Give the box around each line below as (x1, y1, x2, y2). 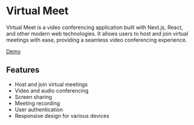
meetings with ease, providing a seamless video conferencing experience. (6, 36, 187, 43)
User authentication (14, 105, 63, 113)
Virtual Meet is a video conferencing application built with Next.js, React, (6, 24, 183, 31)
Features (6, 65, 40, 75)
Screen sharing (14, 93, 52, 100)
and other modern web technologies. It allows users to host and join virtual (6, 30, 188, 37)
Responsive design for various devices (14, 112, 109, 119)
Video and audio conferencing (14, 87, 89, 94)
